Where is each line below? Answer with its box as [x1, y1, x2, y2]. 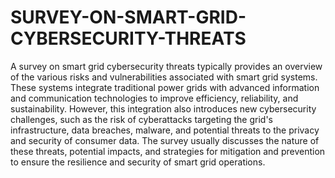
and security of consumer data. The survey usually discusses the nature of [10, 134, 320, 146]
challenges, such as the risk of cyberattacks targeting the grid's [10, 113, 273, 125]
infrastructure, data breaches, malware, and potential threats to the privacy [10, 124, 320, 136]
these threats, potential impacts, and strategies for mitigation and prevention [10, 145, 326, 157]
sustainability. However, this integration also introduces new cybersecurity [10, 102, 317, 115]
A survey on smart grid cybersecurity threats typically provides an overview [10, 60, 323, 72]
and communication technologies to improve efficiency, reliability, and [10, 92, 299, 104]
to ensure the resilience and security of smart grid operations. [10, 156, 266, 168]
